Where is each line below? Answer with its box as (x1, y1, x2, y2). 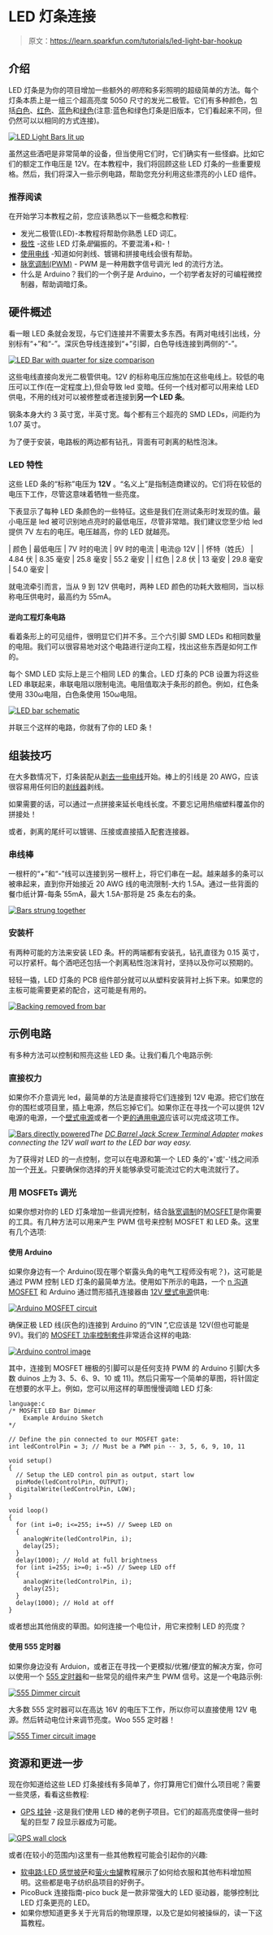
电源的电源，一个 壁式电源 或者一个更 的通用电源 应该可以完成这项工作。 (8, 1112, 244, 1122)
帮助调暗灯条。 (41, 280, 92, 289)
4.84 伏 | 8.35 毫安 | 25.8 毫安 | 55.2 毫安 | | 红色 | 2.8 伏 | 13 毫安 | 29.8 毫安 (8, 554, 263, 564)
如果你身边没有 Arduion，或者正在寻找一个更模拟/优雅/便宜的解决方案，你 (8, 1661, 256, 1671)
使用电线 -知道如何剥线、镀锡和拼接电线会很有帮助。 (19, 249, 197, 259)
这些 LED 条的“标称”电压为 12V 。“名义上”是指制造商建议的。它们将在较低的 (8, 479, 262, 489)
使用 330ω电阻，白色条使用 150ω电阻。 (8, 689, 142, 699)
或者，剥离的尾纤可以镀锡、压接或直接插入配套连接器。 (8, 827, 193, 837)
